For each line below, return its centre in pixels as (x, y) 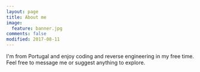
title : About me (26, 17)
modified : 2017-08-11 (33, 39)
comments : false (26, 34)
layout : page (22, 12)
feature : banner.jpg (37, 28)
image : (14, 23)
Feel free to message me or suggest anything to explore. (76, 62)
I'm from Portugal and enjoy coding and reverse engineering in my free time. (100, 56)
